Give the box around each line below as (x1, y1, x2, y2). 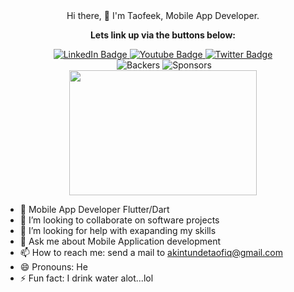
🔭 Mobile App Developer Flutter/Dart (19, 204, 170, 215)
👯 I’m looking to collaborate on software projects (19, 214, 220, 226)
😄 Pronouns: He (19, 261, 88, 273)
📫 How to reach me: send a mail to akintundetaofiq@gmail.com (19, 247, 283, 258)
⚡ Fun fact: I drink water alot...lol (19, 272, 154, 284)
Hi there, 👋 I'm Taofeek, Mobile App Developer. (66, 10, 260, 21)
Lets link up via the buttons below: (89, 29, 237, 41)
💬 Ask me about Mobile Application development (19, 235, 222, 247)
